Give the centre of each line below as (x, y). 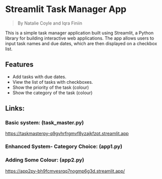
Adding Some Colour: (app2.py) (45, 160)
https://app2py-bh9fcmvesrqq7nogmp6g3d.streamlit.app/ (65, 171)
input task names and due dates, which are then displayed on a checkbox (81, 43)
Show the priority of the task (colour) (51, 87)
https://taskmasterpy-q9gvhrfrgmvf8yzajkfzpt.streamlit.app (67, 133)
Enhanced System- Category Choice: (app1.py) (64, 146)
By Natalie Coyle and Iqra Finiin (50, 23)
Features (19, 64)
